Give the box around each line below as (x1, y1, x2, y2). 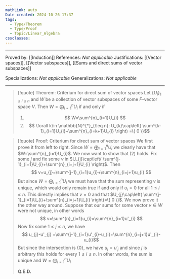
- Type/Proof (10, 26, 37, 31)
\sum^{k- (142, 122, 161, 128)
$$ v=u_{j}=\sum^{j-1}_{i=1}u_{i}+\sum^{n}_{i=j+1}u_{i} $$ (31, 169, 152, 176)
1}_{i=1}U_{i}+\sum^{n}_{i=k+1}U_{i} (40, 128, 114, 134)
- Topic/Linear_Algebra (10, 31, 60, 36)
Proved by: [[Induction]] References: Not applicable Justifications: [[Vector (5, 54, 162, 60)
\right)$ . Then (91, 161, 120, 167)
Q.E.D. (17, 268, 32, 274)
